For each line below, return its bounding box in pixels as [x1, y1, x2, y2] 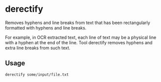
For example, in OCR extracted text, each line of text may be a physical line [5, 34, 157, 40]
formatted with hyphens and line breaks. [5, 25, 87, 30]
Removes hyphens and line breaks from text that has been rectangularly [5, 20, 150, 26]
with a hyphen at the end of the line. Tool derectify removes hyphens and [5, 39, 153, 45]
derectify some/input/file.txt [5, 72, 69, 77]
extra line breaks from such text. [5, 45, 70, 51]
